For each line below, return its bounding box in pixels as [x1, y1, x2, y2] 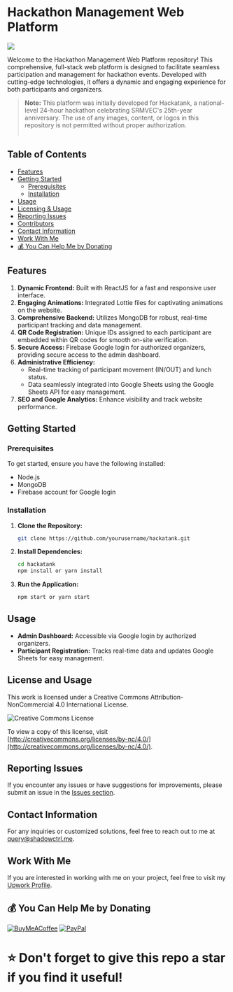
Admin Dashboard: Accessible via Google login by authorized [17, 631, 197, 640]
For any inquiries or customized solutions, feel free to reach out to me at [7, 827, 216, 836]
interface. [17, 291, 45, 299]
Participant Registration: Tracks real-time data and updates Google [17, 646, 214, 655]
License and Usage [7, 674, 92, 686]
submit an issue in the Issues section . [7, 788, 115, 797]
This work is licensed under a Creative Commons [7, 693, 149, 701]
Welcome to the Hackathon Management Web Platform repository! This [7, 55, 213, 64]
